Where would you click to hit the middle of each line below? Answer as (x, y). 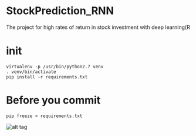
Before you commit (53, 100)
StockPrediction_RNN (60, 11)
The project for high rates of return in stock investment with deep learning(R (98, 27)
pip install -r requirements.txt (47, 77)
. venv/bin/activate (31, 72)
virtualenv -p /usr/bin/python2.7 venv (55, 67)
